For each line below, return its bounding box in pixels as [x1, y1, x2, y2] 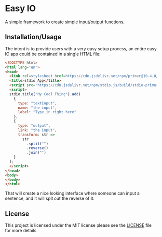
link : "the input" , [17, 128, 57, 133]
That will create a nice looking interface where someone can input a [5, 191, 140, 196]
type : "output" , [17, 123, 51, 128]
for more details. [5, 228, 38, 234]
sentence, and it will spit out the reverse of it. [5, 195, 94, 201]
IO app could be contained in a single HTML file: [5, 51, 101, 57]
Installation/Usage [5, 33, 62, 41]
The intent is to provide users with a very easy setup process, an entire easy [5, 45, 157, 51]
